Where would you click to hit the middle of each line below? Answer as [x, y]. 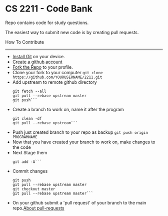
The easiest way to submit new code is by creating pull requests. [72, 32]
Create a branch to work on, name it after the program [68, 109]
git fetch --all [29, 91]
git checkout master [34, 189]
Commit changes [30, 171]
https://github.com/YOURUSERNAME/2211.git [57, 77]
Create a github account [37, 62]
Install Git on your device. [38, 56]
